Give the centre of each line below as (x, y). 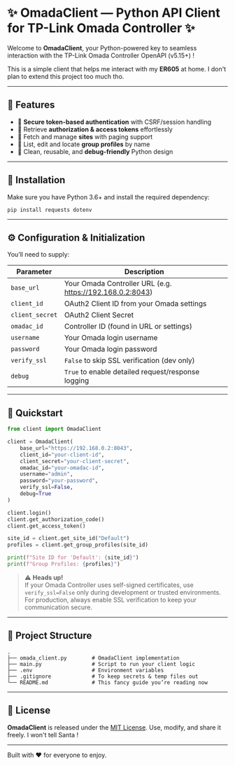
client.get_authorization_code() (56, 519)
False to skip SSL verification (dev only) (129, 360)
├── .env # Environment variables (86, 670)
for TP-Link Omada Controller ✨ (101, 28)
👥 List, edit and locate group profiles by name (84, 144)
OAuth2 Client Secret (99, 315)
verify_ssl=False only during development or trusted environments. (123, 592)
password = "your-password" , (59, 481)
